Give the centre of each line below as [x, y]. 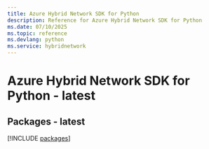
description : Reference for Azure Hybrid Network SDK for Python [104, 20]
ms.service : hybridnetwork [47, 46]
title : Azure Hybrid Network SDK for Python [73, 14]
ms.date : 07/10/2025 [38, 27]
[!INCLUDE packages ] [39, 138]
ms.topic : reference [38, 33]
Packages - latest [46, 121]
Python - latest [52, 96]
